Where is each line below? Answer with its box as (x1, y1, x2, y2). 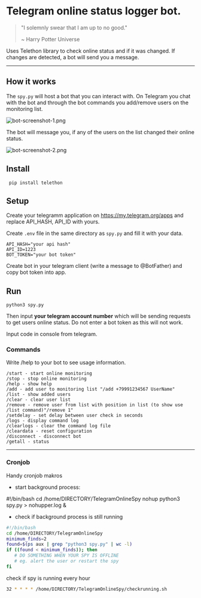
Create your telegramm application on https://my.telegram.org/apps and (6, 212, 184, 219)
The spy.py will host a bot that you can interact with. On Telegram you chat (6, 92, 191, 99)
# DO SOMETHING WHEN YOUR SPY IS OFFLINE (14, 552, 119, 558)
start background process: (14, 484, 81, 491)
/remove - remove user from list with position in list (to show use (6, 402, 184, 408)
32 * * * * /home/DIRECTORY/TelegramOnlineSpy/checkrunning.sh (6, 586, 167, 592)
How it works (6, 77, 56, 87)
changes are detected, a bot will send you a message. (6, 53, 139, 61)
